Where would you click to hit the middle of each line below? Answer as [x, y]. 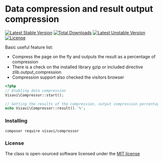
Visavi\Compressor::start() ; [34, 95]
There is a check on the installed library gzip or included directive [77, 67]
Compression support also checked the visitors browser [68, 77]
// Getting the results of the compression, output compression [71, 104]
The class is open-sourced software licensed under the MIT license [73, 153]
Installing [16, 121]
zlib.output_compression [37, 72]
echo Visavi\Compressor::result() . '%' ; [45, 108]
